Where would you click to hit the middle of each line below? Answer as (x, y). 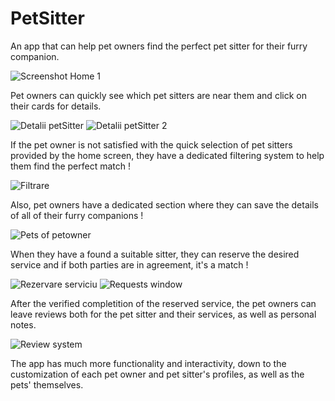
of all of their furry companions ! (77, 215)
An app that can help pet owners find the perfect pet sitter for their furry (159, 46)
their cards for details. (56, 106)
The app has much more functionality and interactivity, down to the (148, 363)
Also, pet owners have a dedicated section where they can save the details (164, 204)
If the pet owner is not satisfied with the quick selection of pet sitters (151, 144)
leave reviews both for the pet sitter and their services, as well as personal (163, 314)
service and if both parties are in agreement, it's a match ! (129, 264)
